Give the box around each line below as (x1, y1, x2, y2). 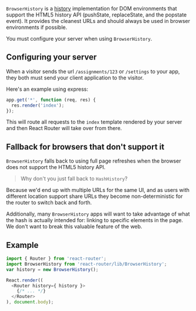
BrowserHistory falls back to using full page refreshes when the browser (6, 157, 181, 164)
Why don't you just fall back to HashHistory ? (20, 175, 128, 182)
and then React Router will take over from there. (6, 125, 122, 132)
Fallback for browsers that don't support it (6, 141, 165, 152)
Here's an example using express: (6, 85, 88, 92)
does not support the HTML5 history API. (6, 164, 106, 171)
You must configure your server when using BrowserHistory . (6, 35, 152, 42)
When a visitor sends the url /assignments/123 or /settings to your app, (6, 68, 180, 75)
